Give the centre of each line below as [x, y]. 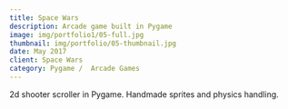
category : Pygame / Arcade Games [75, 69]
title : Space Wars [44, 18]
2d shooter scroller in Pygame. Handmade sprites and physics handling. [144, 94]
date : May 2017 [38, 52]
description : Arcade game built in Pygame [91, 26]
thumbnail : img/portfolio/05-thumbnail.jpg [93, 43]
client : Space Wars [46, 60]
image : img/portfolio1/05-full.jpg [77, 35]
